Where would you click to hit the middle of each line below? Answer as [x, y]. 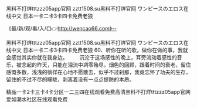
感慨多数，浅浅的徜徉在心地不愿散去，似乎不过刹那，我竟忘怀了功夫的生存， [98, 72]
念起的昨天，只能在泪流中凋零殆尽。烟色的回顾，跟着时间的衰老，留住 [106, 65]
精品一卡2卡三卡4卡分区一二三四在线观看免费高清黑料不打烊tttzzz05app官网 [98, 92]
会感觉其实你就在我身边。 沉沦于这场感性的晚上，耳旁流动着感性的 [91, 57]
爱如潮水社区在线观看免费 [37, 99]
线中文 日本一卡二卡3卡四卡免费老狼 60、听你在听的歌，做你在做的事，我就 [97, 50]
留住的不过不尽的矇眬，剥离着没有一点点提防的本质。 [70, 79]
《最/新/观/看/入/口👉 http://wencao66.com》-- [62, 28]
